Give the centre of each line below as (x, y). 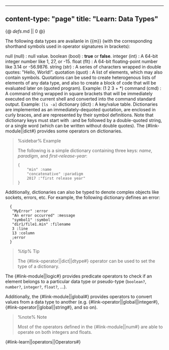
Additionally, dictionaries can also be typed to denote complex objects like (82, 192)
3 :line (20, 229)
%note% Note (32, 317)
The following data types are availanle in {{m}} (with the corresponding (79, 41)
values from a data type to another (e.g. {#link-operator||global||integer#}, (82, 302)
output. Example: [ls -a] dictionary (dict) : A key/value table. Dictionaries (81, 104)
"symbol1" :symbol (31, 220)
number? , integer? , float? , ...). (36, 287)
